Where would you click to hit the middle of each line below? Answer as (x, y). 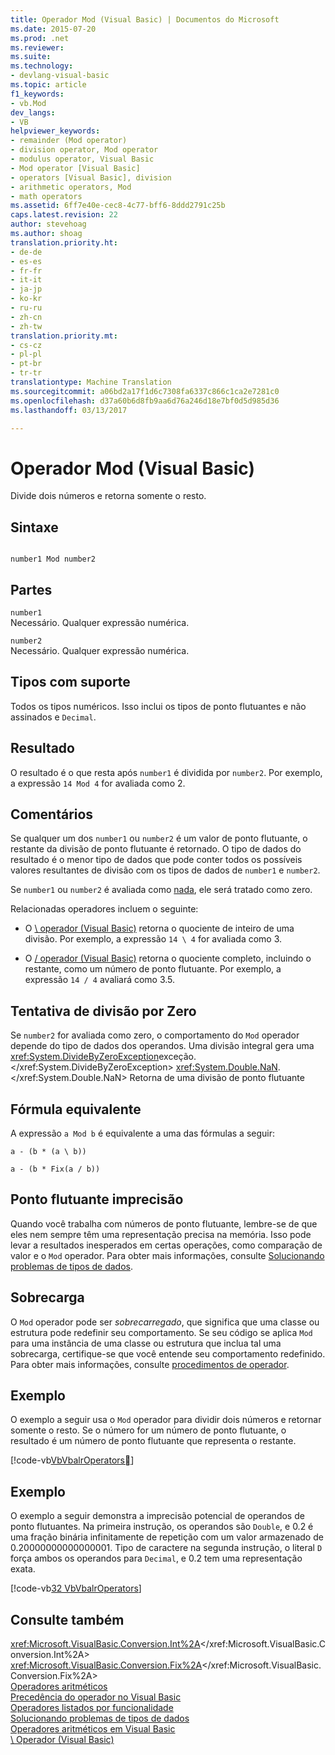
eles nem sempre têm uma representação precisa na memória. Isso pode (161, 1234)
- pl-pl (26, 354)
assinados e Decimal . (53, 717)
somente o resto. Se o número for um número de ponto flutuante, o (148, 1430)
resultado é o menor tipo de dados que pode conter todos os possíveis (156, 860)
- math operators (46, 196)
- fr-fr (26, 271)
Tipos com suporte (70, 682)
